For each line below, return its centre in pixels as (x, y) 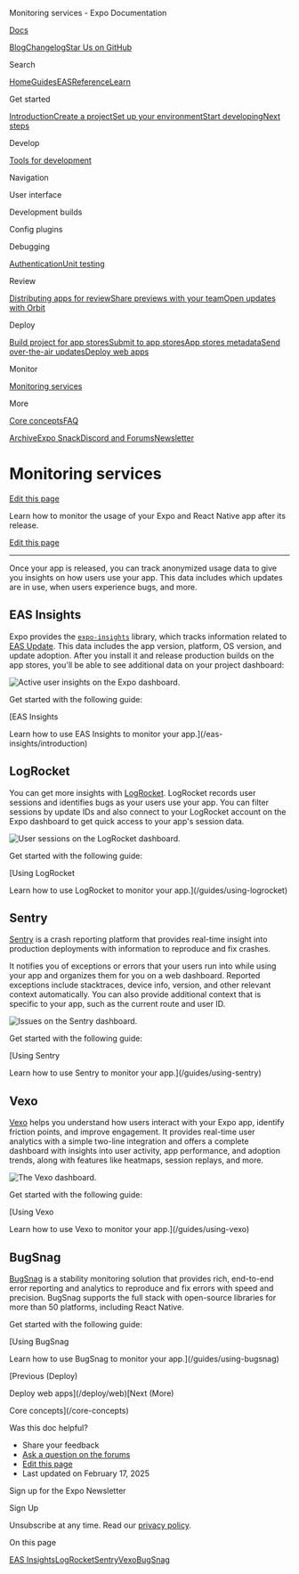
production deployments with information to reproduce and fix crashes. (140, 949)
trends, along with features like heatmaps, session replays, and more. (137, 1160)
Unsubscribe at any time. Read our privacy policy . (100, 1525)
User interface (36, 195)
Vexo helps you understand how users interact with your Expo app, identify (147, 1123)
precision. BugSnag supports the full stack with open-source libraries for (143, 1298)
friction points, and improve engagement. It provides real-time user (132, 1132)
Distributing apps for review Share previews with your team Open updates (142, 298)
